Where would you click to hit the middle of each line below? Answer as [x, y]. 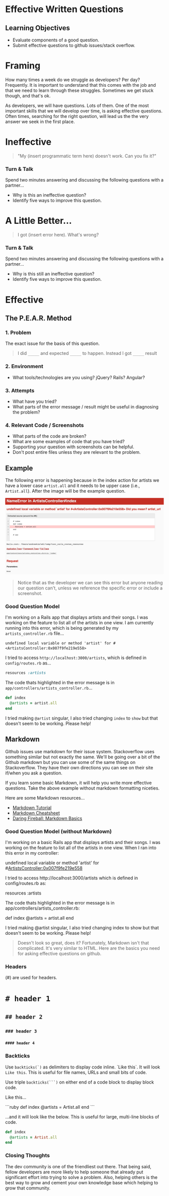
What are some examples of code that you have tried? [68, 442]
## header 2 [24, 1017]
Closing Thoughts [28, 1156]
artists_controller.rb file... [35, 633]
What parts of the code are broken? [49, 436]
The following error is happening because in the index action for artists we [82, 480]
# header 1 [28, 999]
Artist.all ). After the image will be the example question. [65, 491]
